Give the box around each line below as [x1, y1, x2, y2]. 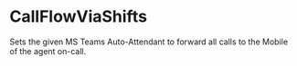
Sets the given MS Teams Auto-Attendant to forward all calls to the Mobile [9, 36, 289, 47]
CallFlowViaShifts [9, 6, 148, 27]
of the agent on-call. [9, 45, 87, 56]
